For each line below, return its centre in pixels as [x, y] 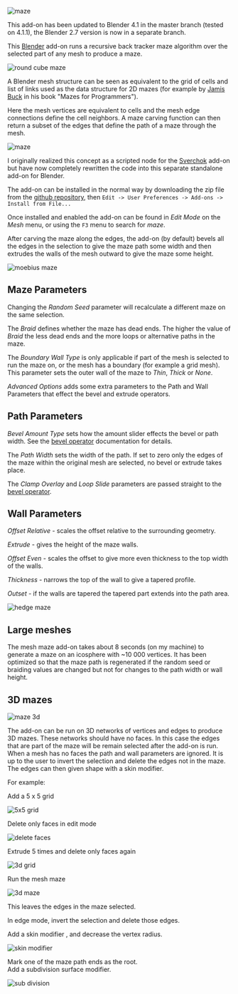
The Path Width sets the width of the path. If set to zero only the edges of [115, 455]
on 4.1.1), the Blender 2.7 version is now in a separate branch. [97, 32]
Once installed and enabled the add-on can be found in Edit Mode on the [114, 217]
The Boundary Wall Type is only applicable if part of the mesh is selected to [118, 357]
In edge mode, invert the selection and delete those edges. [93, 921]
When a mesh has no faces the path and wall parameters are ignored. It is [115, 754]
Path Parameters [45, 416]
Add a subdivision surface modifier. [59, 970]
